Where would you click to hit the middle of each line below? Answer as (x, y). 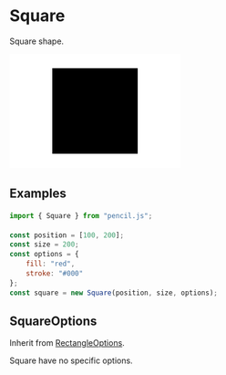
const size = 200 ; (44, 245)
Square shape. (37, 41)
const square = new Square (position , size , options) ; (114, 293)
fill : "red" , (51, 264)
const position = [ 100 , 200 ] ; (67, 235)
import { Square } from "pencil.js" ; (81, 215)
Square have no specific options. (72, 360)
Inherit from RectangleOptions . (67, 343)
